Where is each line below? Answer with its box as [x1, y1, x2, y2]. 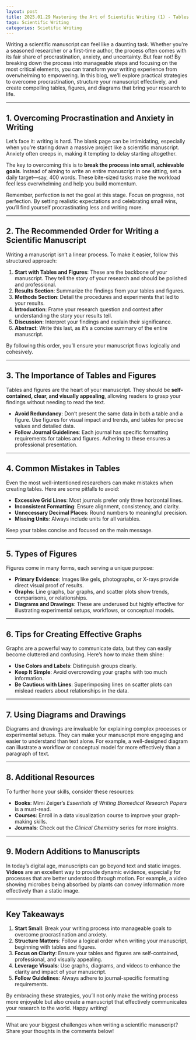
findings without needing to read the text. [6, 398, 106, 405]
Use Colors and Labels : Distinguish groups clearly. [14, 662, 137, 670]
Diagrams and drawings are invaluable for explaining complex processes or [6, 725, 187, 732]
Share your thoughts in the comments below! [6, 1028, 114, 1035]
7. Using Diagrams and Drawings [6, 710, 127, 719]
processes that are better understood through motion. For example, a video [6, 874, 187, 881]
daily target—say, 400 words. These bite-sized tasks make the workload [6, 174, 180, 181]
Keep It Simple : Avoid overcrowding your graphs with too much [14, 669, 167, 676]
